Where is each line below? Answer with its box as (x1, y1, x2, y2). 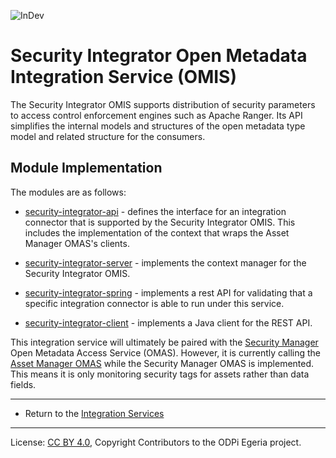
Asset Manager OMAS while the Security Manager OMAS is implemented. (10, 357, 315, 369)
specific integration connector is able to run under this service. (24, 297, 285, 309)
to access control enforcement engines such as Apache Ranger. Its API (10, 109, 303, 121)
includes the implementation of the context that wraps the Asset (24, 226, 290, 239)
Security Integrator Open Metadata (10, 45, 308, 67)
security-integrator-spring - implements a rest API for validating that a (24, 286, 313, 299)
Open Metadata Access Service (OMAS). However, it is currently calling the (10, 346, 322, 359)
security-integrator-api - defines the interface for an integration (24, 205, 287, 217)
